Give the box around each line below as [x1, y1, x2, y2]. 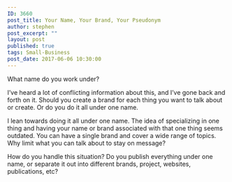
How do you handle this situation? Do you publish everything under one [7, 152, 213, 160]
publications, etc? [7, 167, 58, 175]
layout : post [7, 36, 45, 43]
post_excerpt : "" [7, 29, 58, 37]
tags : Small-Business [7, 50, 71, 56]
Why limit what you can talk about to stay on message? [7, 139, 166, 147]
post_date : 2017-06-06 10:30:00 [7, 56, 101, 63]
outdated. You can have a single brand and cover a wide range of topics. [7, 131, 217, 139]
